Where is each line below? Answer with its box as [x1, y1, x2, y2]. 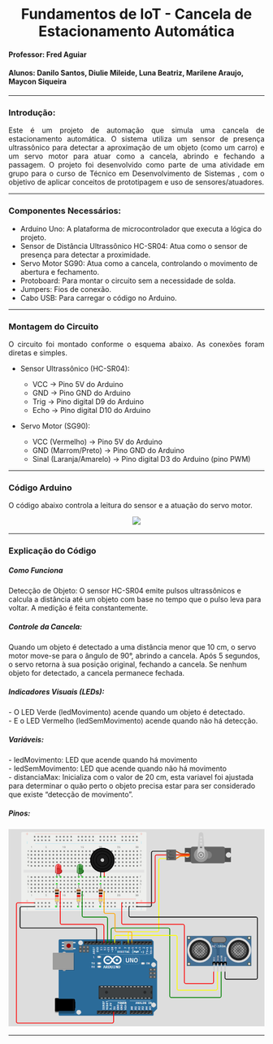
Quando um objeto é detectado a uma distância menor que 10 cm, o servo [8, 642, 257, 652]
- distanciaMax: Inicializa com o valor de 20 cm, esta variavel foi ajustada [8, 772, 254, 781]
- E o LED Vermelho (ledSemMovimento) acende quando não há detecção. [8, 716, 258, 725]
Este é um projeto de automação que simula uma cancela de [8, 125, 265, 135]
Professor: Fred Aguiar [8, 50, 87, 59]
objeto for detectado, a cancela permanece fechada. [8, 668, 185, 678]
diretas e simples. [8, 347, 67, 358]
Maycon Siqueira [8, 76, 67, 86]
